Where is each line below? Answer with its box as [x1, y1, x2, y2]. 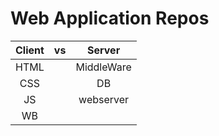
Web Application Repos [10, 7, 210, 30]
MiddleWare [75, 60, 132, 74]
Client [15, 43, 45, 57]
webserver [78, 92, 130, 106]
